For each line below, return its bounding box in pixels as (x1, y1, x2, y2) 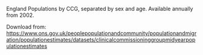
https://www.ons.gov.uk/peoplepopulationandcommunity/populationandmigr (6, 30, 197, 37)
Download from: (6, 24, 47, 30)
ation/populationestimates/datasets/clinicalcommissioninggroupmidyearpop (6, 36, 196, 43)
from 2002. (6, 11, 34, 19)
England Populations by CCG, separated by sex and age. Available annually (6, 5, 193, 12)
